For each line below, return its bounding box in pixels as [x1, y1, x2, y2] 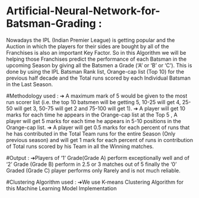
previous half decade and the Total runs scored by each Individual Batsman [6, 74, 191, 81]
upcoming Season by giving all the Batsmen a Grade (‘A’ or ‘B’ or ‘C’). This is [6, 61, 192, 69]
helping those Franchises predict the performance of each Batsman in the [6, 55, 187, 62]
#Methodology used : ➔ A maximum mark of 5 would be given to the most [6, 92, 188, 99]
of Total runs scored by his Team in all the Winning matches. [6, 143, 154, 150]
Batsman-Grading [6, 17, 96, 30]
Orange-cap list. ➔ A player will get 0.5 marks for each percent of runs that [6, 124, 190, 131]
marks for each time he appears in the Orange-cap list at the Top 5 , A [6, 111, 178, 118]
